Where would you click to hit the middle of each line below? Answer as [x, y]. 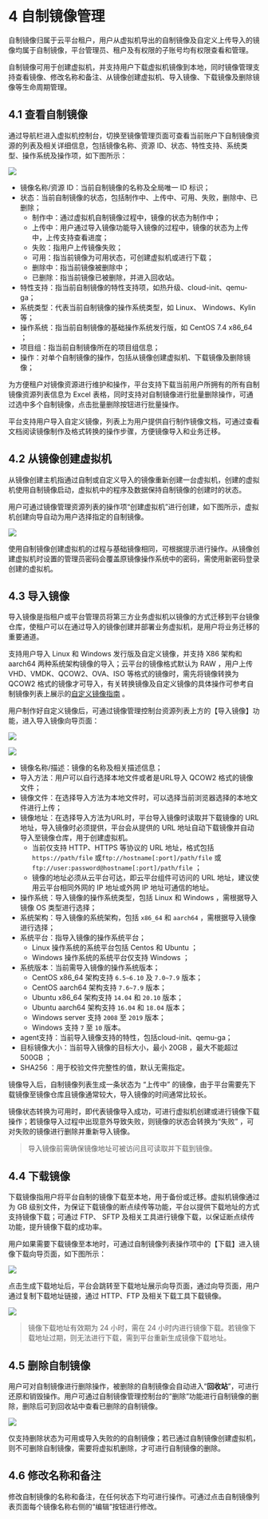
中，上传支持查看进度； [70, 237]
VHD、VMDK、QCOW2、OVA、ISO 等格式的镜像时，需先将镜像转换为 [124, 674]
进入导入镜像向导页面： [61, 721]
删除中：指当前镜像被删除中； [81, 267]
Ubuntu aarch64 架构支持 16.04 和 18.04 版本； [109, 1007]
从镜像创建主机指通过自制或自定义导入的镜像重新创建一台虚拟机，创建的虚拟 [134, 480]
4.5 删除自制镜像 [49, 1365]
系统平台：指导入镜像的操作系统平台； [83, 938]
